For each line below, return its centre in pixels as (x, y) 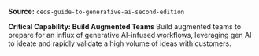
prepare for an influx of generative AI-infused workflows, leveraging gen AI (130, 35)
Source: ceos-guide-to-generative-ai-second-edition (96, 11)
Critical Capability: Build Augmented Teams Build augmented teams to (125, 26)
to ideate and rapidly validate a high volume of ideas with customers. (120, 43)
